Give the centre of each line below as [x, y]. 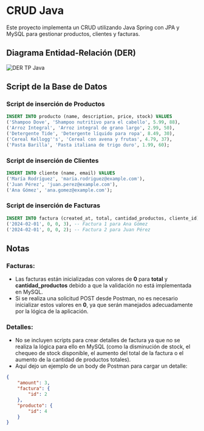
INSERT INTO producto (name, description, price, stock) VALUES [89, 117]
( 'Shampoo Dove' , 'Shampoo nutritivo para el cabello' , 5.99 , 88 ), [93, 122]
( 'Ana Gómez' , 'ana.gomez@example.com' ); [59, 190]
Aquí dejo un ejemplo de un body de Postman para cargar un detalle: [101, 366]
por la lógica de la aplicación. [52, 311]
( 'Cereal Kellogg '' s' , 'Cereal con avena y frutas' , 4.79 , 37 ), [89, 139]
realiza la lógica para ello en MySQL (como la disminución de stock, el [103, 347]
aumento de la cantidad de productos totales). [73, 360]
